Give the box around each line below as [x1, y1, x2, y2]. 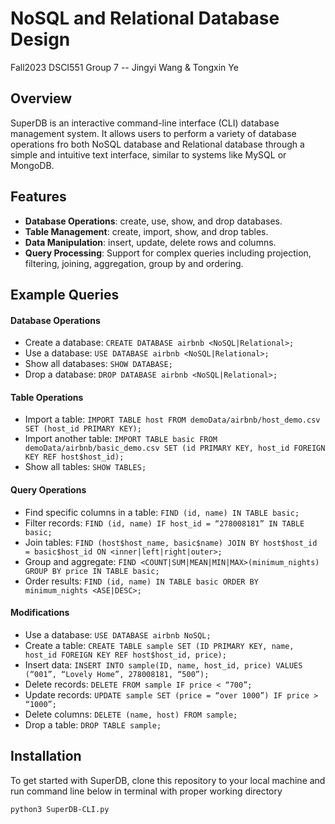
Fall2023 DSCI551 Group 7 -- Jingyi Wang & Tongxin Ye [10, 61, 239, 73]
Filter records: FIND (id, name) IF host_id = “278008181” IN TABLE [24, 517, 305, 529]
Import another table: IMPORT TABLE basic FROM [24, 433, 218, 445]
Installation [10, 748, 82, 765]
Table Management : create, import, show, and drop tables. [24, 225, 269, 237]
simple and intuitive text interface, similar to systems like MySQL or [10, 148, 287, 161]
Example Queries [10, 286, 120, 303]
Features [10, 188, 67, 206]
